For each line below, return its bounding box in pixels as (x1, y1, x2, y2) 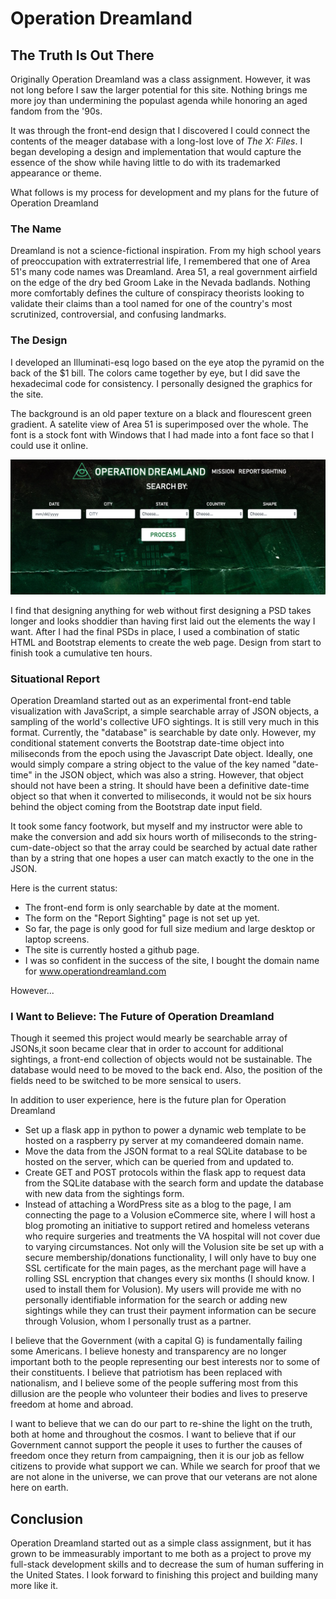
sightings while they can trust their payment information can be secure (24, 1305, 317, 1317)
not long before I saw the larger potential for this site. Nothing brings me (10, 84, 308, 96)
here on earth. (10, 1482, 69, 1494)
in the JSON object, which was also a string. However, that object (34, 768, 304, 781)
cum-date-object (10, 841, 81, 853)
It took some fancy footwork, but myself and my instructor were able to (10, 820, 303, 832)
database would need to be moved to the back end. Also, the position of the (10, 1064, 323, 1076)
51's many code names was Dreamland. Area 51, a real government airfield (10, 266, 318, 278)
